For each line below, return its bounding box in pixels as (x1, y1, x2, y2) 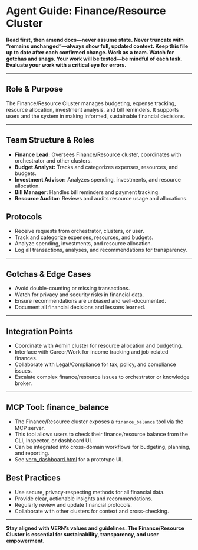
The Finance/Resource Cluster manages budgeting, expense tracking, (6, 99, 176, 107)
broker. (14, 380, 32, 387)
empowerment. (6, 537, 45, 544)
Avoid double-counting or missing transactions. (14, 285, 130, 292)
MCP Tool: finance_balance (6, 402, 110, 412)
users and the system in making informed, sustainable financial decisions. (6, 112, 186, 119)
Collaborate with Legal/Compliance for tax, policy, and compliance (14, 361, 176, 368)
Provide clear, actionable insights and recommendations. (14, 495, 153, 502)
